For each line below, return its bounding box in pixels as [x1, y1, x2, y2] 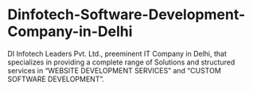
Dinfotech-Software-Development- [7, 6, 246, 24]
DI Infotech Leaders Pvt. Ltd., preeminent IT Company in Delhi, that [7, 49, 228, 58]
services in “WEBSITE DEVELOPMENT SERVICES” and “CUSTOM [7, 65, 222, 75]
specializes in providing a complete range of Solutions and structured [7, 57, 235, 67]
